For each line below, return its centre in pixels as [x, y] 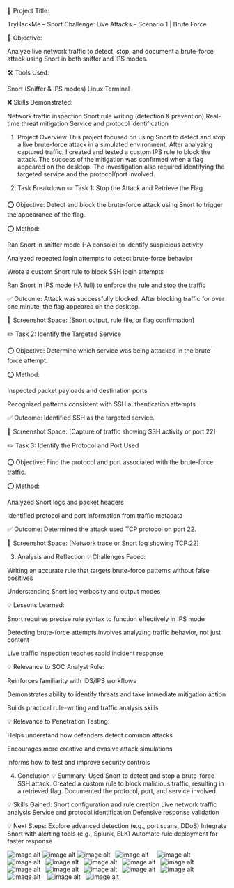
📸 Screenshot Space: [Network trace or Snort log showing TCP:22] [103, 543]
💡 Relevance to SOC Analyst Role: [56, 667]
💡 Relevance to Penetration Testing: [58, 721]
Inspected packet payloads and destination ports [77, 391]
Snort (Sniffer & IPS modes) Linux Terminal [69, 89]
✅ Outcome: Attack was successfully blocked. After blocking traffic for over [116, 299]
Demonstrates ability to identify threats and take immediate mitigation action [117, 694]
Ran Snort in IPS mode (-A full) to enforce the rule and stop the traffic [107, 285]
